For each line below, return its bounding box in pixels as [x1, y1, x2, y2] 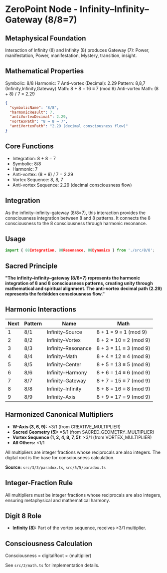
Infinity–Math [46, 353, 78, 360]
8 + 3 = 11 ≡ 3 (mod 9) [96, 344, 151, 351]
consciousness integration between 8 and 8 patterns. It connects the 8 [5, 215, 151, 221]
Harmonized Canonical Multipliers [5, 410, 114, 419]
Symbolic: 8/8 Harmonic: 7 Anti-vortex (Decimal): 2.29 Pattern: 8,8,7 [5, 80, 146, 86]
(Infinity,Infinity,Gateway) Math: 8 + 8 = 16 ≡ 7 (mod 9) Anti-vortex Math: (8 [5, 85, 159, 91]
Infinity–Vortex [46, 336, 81, 343]
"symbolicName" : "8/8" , [9, 105, 59, 110]
